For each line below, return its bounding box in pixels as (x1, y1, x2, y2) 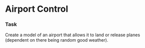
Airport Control (5, 3, 68, 15)
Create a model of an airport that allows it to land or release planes (5, 32, 140, 38)
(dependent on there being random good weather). (5, 37, 109, 43)
